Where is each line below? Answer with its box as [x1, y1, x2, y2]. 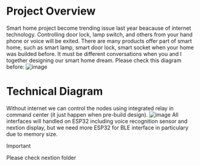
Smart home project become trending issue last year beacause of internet [6, 24, 191, 32]
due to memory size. [6, 130, 58, 137]
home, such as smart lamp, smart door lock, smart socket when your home [6, 44, 195, 51]
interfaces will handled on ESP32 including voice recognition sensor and [6, 117, 188, 125]
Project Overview [6, 4, 96, 18]
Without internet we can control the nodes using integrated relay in [6, 105, 174, 112]
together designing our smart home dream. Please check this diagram [6, 57, 182, 64]
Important [6, 142, 31, 150]
